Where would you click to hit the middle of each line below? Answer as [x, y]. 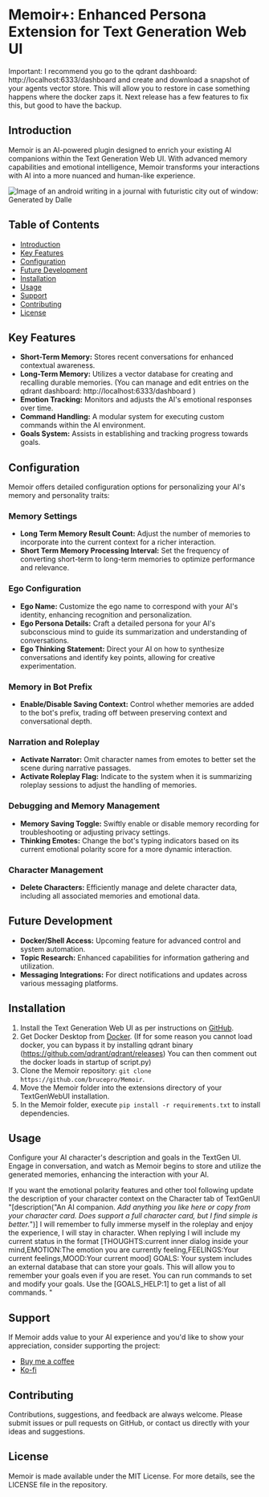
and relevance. [45, 568]
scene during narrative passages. [75, 768]
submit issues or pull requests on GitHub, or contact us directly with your [129, 1423]
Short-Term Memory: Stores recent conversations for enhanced [126, 357]
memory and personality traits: [59, 496]
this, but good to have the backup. [65, 105]
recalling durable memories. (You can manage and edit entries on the [134, 382]
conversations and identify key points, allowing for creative [117, 657]
